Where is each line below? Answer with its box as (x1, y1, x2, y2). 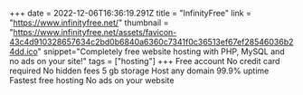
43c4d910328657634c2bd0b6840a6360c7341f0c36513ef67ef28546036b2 (9, 36, 294, 47)
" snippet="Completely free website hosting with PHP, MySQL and (37, 46, 285, 57)
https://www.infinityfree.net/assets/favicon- (13, 27, 177, 37)
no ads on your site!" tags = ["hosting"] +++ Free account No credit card (9, 56, 280, 66)
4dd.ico (9, 46, 38, 57)
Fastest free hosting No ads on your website (9, 75, 175, 85)
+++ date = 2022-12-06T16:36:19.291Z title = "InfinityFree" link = (9, 8, 251, 18)
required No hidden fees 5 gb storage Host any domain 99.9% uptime (9, 65, 270, 76)
